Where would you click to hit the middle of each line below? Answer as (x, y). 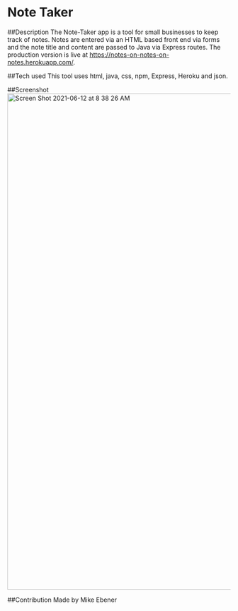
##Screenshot (28, 89)
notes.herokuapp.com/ (40, 62)
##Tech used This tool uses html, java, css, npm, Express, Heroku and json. (118, 76)
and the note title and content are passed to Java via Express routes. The (114, 47)
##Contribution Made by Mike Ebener (62, 600)
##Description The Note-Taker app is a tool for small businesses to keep (113, 32)
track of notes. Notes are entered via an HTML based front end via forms (114, 39)
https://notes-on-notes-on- (130, 55)
